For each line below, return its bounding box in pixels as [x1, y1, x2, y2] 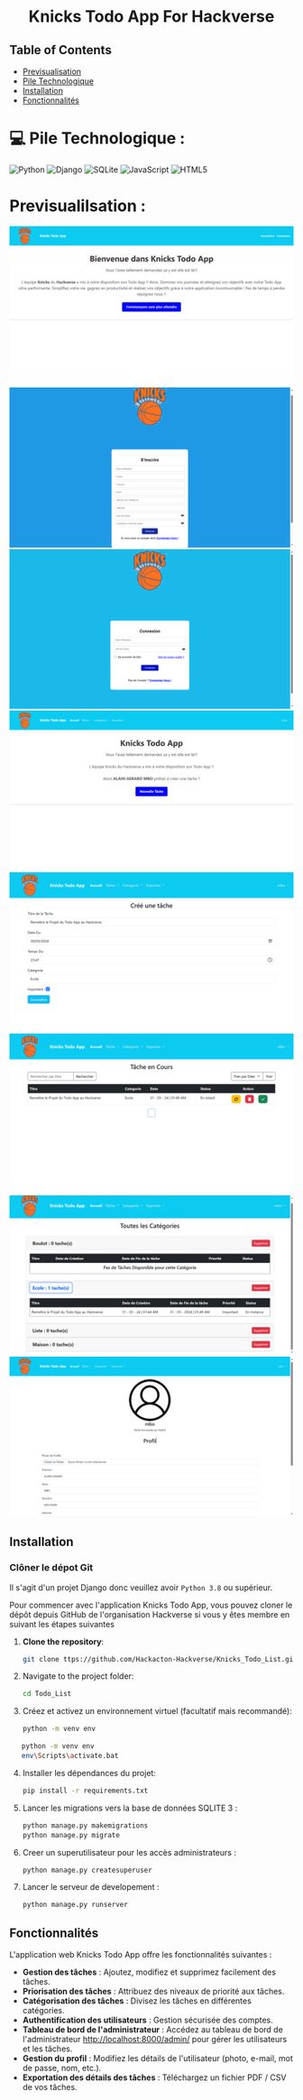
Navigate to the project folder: [22, 1671, 134, 1681]
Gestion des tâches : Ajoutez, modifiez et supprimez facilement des [22, 1966, 277, 1977]
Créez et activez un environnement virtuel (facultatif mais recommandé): [22, 1706, 293, 1717]
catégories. [22, 2005, 65, 2016]
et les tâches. [22, 2043, 73, 2054]
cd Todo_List [22, 1690, 72, 1699]
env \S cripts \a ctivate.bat [21, 1752, 119, 1761]
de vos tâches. [22, 2082, 78, 2093]
